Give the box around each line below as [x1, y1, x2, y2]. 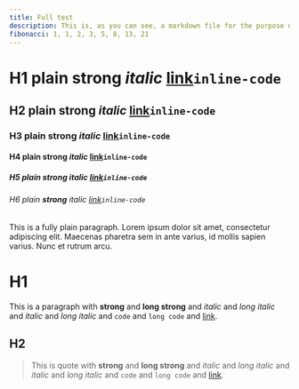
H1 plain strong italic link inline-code [9, 67, 282, 88]
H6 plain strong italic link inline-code [9, 194, 146, 205]
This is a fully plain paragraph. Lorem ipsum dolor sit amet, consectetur [9, 222, 271, 233]
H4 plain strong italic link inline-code [9, 152, 148, 163]
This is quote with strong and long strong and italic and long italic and [30, 360, 290, 370]
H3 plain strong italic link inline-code [9, 130, 171, 142]
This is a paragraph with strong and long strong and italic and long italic [9, 301, 276, 312]
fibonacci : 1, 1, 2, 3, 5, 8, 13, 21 [9, 29, 149, 38]
